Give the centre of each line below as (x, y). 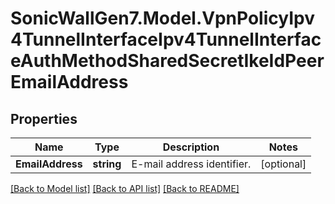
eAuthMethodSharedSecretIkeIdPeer (167, 61)
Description (191, 147)
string (107, 164)
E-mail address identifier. (191, 164)
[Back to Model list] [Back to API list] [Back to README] (125, 188)
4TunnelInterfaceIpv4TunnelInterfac (166, 39)
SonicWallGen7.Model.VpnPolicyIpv (162, 18)
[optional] (283, 164)
